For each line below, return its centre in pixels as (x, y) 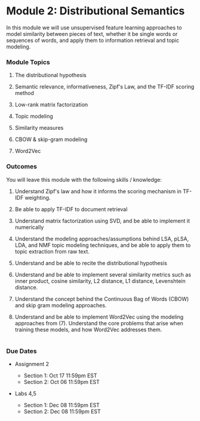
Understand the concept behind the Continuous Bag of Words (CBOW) (102, 299)
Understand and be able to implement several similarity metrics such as (103, 274)
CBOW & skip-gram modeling (51, 139)
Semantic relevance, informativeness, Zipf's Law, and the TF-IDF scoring (104, 87)
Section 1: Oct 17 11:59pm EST (60, 376)
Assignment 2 (32, 364)
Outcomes (22, 167)
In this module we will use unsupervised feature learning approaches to (94, 28)
